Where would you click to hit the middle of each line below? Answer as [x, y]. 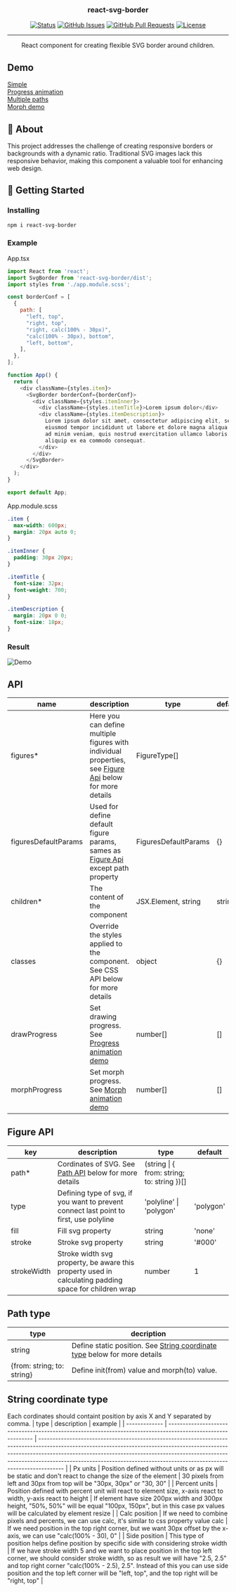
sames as [105, 851]
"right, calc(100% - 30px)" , [68, 330]
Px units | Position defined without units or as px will [148, 1469]
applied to [106, 944]
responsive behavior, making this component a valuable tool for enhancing [115, 160]
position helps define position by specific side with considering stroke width [117, 1543]
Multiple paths [28, 99]
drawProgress [34, 1034]
